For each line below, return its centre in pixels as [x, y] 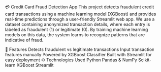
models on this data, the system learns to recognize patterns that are [75, 35]
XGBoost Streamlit [35, 65]
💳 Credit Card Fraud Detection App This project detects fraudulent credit [80, 7]
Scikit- [145, 60]
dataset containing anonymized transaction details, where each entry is [78, 24]
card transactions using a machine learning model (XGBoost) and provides [81, 14]
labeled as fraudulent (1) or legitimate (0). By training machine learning [77, 29]
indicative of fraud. [24, 40]
